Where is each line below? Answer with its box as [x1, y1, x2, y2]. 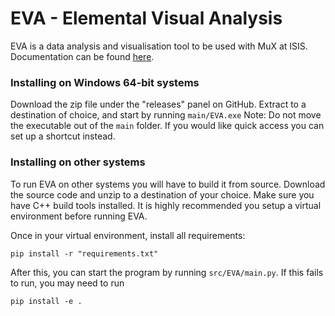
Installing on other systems [10, 155, 146, 169]
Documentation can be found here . [10, 50, 155, 62]
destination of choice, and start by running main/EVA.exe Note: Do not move [10, 109, 322, 121]
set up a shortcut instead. [10, 130, 116, 142]
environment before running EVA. [10, 210, 148, 222]
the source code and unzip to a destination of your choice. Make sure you [10, 188, 315, 201]
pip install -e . [10, 296, 83, 306]
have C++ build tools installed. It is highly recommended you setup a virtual [10, 199, 322, 211]
